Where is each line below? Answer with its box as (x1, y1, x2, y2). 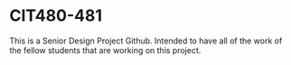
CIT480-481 (9, 5, 102, 26)
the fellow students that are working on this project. (9, 44, 202, 55)
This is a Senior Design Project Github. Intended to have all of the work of (9, 35, 283, 46)
